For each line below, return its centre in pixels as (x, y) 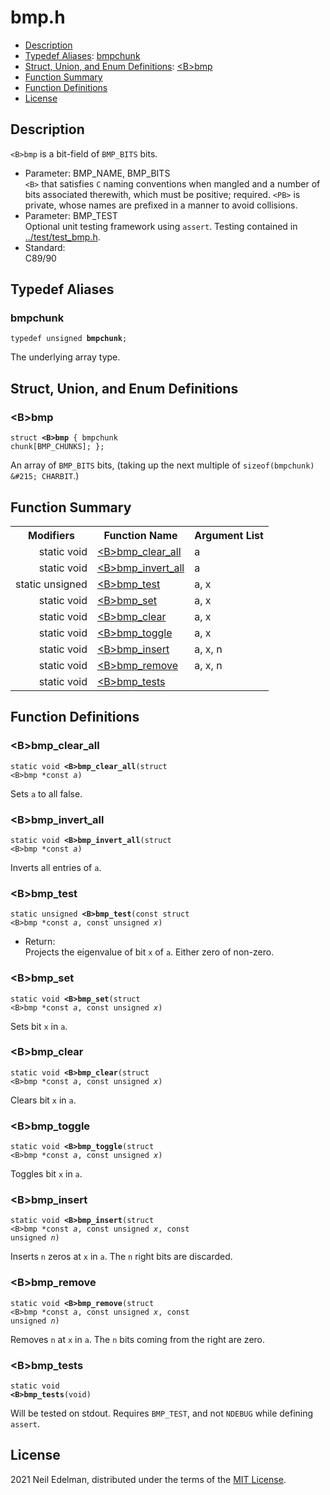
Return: (40, 942)
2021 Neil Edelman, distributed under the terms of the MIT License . (148, 1479)
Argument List (229, 535)
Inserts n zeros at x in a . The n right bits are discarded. (121, 1257)
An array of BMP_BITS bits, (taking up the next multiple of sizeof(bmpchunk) (162, 465)
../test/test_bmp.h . (62, 237)
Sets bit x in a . (39, 1026)
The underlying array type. (65, 357)
